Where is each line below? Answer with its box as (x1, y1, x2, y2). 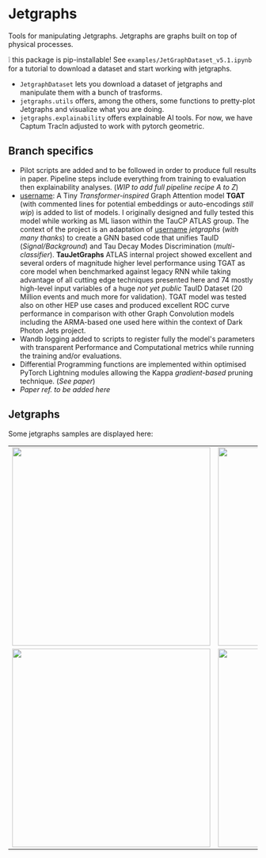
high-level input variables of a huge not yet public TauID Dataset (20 (19, 283, 243, 293)
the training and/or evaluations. (19, 351, 122, 360)
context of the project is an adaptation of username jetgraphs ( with (19, 224, 239, 234)
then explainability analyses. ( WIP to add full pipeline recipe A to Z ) (19, 182, 239, 191)
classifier (19, 249, 50, 259)
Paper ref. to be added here (19, 384, 111, 394)
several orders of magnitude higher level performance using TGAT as (19, 258, 245, 267)
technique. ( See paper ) (19, 376, 96, 386)
